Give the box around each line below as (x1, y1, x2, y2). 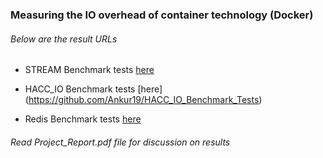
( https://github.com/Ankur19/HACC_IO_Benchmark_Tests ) (24, 94, 263, 106)
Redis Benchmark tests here (24, 113, 142, 125)
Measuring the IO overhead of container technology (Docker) (10, 8, 314, 22)
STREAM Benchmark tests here (24, 64, 155, 76)
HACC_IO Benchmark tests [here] (24, 83, 163, 95)
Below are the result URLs (10, 33, 118, 45)
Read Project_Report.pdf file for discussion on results (10, 136, 231, 148)
